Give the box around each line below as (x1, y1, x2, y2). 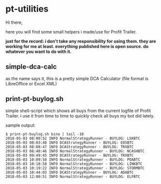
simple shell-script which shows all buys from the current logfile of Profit (5, 108, 151, 114)
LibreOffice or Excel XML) (5, 81, 57, 86)
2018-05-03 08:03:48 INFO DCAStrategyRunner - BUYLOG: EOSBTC (5, 140, 134, 145)
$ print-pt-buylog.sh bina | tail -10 (5, 132, 84, 136)
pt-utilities (5, 3, 49, 15)
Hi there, (5, 19, 23, 25)
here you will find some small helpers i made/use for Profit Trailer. (5, 29, 137, 34)
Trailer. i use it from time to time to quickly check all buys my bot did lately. (5, 113, 155, 118)
